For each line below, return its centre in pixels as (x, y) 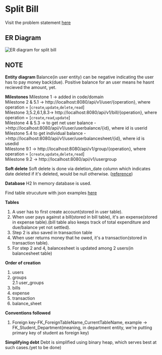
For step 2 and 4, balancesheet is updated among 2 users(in (73, 248)
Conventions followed (28, 313)
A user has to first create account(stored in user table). (67, 212)
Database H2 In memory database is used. (48, 183)
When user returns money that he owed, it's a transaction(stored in (80, 238)
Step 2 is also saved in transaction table (52, 232)
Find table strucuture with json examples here (51, 193)
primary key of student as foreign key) (51, 333)
